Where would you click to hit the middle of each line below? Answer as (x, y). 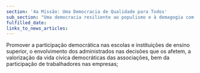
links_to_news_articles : (37, 28)
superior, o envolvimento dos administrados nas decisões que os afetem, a (99, 52)
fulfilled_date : (26, 23)
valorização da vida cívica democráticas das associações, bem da (88, 58)
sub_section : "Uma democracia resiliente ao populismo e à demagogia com (100, 17)
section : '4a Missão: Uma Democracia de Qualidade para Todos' (87, 12)
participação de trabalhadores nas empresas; (62, 64)
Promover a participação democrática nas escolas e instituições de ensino (98, 45)
